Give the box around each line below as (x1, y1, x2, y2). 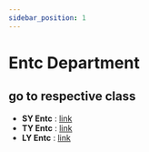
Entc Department (8, 52, 140, 73)
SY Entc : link (21, 113, 73, 124)
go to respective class (8, 88, 136, 105)
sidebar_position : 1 (8, 13, 87, 23)
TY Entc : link (21, 122, 73, 133)
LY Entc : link (21, 132, 72, 143)
